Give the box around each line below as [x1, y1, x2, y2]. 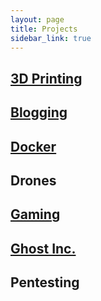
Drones [10, 172, 57, 189]
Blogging [10, 104, 68, 121]
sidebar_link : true [10, 33, 92, 43]
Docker [10, 138, 57, 155]
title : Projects [10, 24, 78, 34]
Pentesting [10, 274, 80, 291]
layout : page [10, 14, 65, 25]
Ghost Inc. [10, 240, 77, 257]
